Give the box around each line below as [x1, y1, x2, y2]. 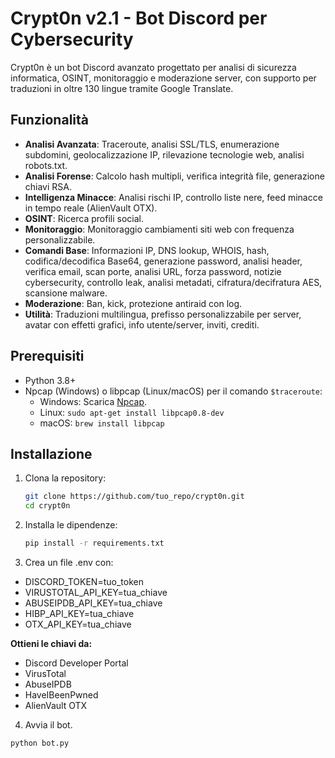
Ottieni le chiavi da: [10, 638, 93, 649]
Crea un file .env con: [24, 557, 114, 568]
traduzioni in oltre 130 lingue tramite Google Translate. [10, 82, 234, 94]
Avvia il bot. [24, 719, 73, 731]
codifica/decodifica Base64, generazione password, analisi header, [24, 255, 303, 267]
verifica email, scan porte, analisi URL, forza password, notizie [24, 265, 282, 277]
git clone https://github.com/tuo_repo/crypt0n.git [24, 492, 245, 502]
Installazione [10, 445, 93, 462]
